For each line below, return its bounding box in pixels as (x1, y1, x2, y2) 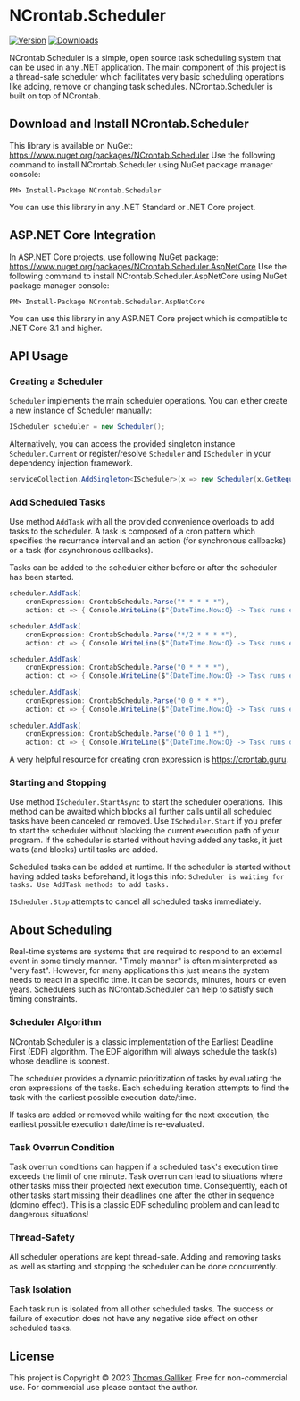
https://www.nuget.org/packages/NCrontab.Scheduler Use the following (9, 149, 276, 160)
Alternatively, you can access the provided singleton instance (9, 439, 236, 449)
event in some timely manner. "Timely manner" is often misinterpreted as (9, 955, 278, 967)
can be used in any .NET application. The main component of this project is (9, 62, 286, 73)
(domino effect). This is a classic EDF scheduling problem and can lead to (9, 1199, 280, 1209)
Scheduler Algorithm (9, 1016, 102, 1029)
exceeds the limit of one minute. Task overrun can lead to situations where (9, 1170, 283, 1182)
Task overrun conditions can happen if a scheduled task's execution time (9, 1161, 279, 1172)
